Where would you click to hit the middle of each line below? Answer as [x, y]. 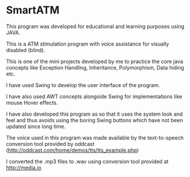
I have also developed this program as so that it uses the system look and [94, 114]
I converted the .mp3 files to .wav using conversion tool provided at [87, 161]
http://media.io [24, 168]
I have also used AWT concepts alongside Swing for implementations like [94, 96]
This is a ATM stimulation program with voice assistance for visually [88, 44]
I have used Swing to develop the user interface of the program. [83, 85]
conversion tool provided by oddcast [50, 144]
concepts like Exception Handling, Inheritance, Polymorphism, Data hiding [95, 67]
